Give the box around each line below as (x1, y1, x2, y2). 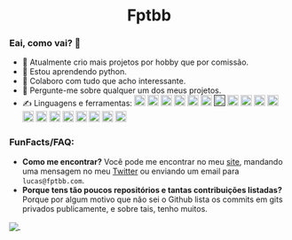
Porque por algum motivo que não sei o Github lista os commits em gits (21, 194, 283, 205)
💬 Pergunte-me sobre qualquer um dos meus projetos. (21, 85, 222, 96)
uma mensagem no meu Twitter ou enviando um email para (21, 166, 240, 176)
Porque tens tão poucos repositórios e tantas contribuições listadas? (21, 184, 282, 195)
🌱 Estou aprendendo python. (21, 66, 127, 77)
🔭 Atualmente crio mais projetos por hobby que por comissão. (21, 57, 249, 67)
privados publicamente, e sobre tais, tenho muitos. (21, 203, 209, 213)
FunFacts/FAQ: (9, 136, 75, 149)
